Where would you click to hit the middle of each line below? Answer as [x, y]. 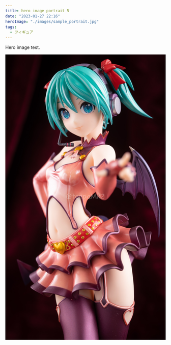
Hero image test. [23, 47]
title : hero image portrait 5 [37, 11]
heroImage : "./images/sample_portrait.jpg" [52, 21]
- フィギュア [22, 32]
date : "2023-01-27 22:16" [33, 16]
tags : [11, 27]
